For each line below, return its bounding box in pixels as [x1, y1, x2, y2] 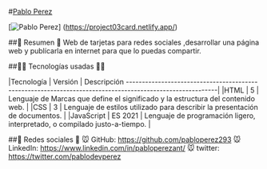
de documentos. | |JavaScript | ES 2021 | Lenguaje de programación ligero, [8, 111, 256, 120]
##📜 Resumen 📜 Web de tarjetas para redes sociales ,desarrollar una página [8, 37, 260, 47]
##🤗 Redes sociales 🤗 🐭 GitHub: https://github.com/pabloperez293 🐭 [8, 135, 241, 144]
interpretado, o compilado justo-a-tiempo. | [8, 120, 151, 128]
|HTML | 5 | [221, 85, 260, 95]
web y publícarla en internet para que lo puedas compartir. [8, 46, 201, 55]
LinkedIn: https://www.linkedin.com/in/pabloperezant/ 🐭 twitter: [8, 143, 220, 152]
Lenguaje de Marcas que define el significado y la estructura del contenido [8, 94, 256, 103]
